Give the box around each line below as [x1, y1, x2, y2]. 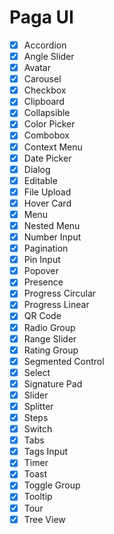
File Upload [23, 186, 72, 198]
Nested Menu [23, 219, 81, 231]
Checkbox [23, 84, 67, 96]
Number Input [23, 231, 82, 243]
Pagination [23, 242, 69, 255]
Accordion [23, 39, 67, 51]
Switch [23, 423, 53, 435]
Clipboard [23, 96, 65, 108]
